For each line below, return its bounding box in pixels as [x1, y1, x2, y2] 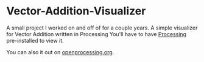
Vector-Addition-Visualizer [6, 4, 146, 18]
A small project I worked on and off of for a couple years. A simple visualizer [6, 24, 198, 31]
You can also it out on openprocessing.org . [6, 48, 114, 55]
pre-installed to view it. [6, 37, 64, 44]
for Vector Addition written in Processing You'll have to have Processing [6, 30, 187, 37]
